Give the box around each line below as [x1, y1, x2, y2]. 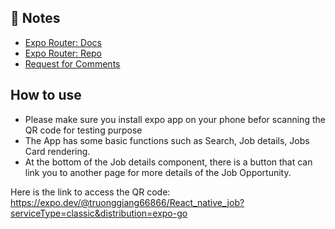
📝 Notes [10, 10, 61, 27]
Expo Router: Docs [24, 36, 102, 48]
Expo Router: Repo [24, 47, 103, 59]
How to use [10, 87, 82, 104]
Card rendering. [24, 145, 91, 157]
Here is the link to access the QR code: [10, 186, 171, 198]
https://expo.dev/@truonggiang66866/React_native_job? [10, 196, 245, 208]
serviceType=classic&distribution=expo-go [10, 207, 188, 219]
